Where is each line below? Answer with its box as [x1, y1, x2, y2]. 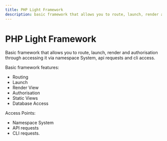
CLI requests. [12, 130, 40, 137]
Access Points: [5, 110, 36, 116]
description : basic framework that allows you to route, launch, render [5, 12, 159, 17]
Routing [12, 74, 29, 80]
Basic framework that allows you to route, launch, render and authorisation [5, 50, 158, 56]
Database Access [12, 100, 49, 107]
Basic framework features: [5, 65, 60, 70]
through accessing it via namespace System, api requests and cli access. [5, 55, 156, 61]
